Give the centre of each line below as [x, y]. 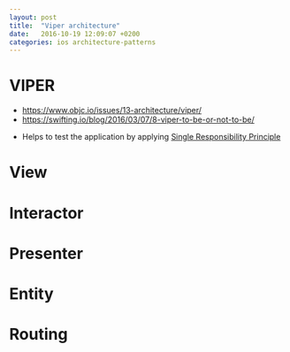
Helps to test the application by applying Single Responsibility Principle [151, 137]
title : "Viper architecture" [65, 26]
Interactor [46, 213]
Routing [38, 335]
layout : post [33, 17]
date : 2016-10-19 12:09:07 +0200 [75, 34]
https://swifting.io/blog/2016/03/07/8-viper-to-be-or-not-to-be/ [138, 119]
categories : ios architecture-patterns [83, 42]
